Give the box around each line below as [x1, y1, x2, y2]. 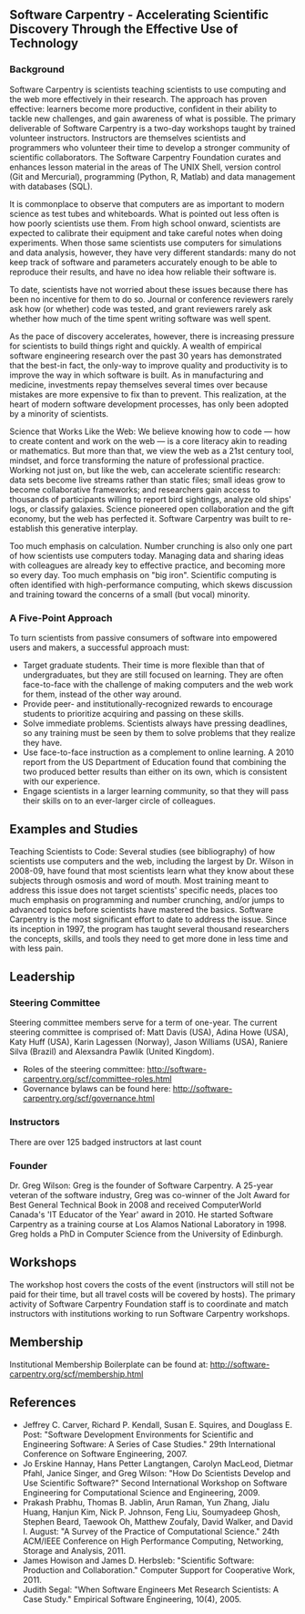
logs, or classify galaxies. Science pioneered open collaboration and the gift [9, 503, 294, 514]
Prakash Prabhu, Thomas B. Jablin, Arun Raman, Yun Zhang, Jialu [22, 1496, 270, 1507]
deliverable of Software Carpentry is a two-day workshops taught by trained [9, 122, 296, 133]
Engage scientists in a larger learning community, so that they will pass [22, 785, 290, 796]
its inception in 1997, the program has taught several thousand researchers [9, 923, 290, 934]
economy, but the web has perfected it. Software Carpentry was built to [9, 512, 280, 523]
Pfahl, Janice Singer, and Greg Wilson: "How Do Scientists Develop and [22, 1467, 291, 1478]
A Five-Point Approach [9, 611, 113, 624]
